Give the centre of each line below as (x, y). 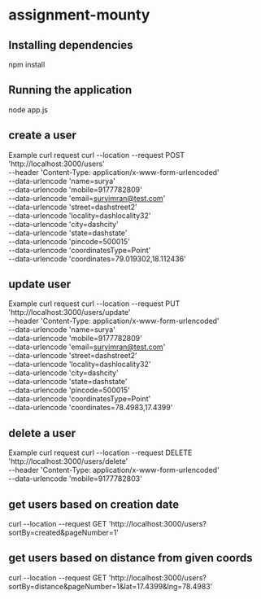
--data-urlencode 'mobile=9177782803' (75, 479)
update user (40, 284)
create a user (43, 136)
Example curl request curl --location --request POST (97, 155)
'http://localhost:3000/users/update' (70, 313)
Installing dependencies (71, 45)
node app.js (28, 109)
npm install (27, 64)
